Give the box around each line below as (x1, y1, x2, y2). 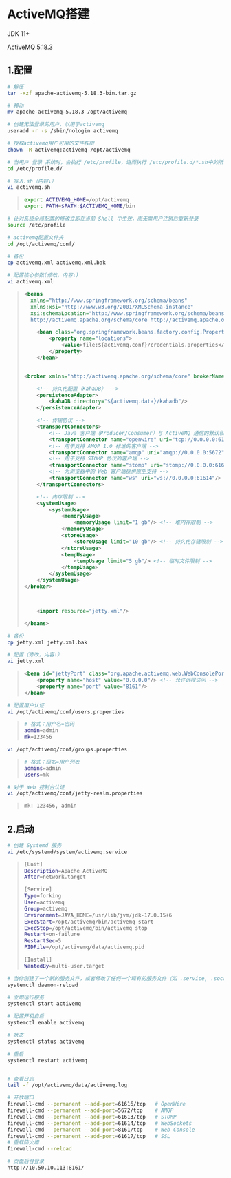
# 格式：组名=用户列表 (23, 758, 80, 765)
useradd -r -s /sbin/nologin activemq (7, 128, 118, 134)
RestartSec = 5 (23, 937, 62, 944)
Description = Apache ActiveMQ (23, 867, 108, 874)
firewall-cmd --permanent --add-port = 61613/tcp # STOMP (7, 1113, 177, 1120)
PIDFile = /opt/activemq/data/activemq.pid (23, 944, 145, 951)
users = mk (23, 771, 49, 778)
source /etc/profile (7, 221, 67, 228)
